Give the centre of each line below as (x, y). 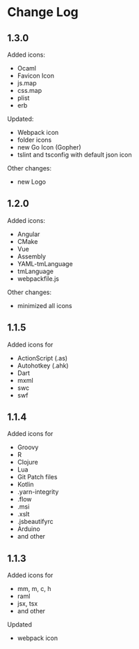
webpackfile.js (38, 278)
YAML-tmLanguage (45, 263)
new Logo (32, 182)
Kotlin (25, 484)
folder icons (34, 140)
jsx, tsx (27, 604)
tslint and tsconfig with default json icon (74, 155)
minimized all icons (44, 305)
